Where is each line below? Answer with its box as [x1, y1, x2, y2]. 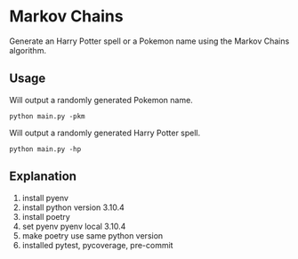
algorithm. [9, 45, 47, 55]
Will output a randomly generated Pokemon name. [9, 94, 193, 105]
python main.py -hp [9, 144, 82, 153]
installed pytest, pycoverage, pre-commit [21, 239, 173, 250]
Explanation [9, 169, 77, 184]
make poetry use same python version [21, 230, 164, 241]
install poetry [21, 211, 71, 222]
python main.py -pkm [9, 111, 86, 121]
